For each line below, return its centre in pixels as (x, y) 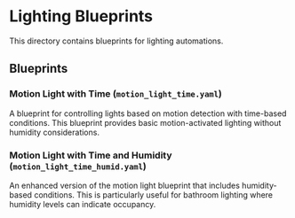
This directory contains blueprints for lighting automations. (116, 41)
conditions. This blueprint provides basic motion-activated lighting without (145, 122)
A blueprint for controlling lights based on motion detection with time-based (148, 113)
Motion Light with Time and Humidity (91, 155)
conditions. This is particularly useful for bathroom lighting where (154, 195)
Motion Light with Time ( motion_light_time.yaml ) (116, 94)
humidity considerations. (55, 132)
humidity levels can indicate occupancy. (83, 204)
